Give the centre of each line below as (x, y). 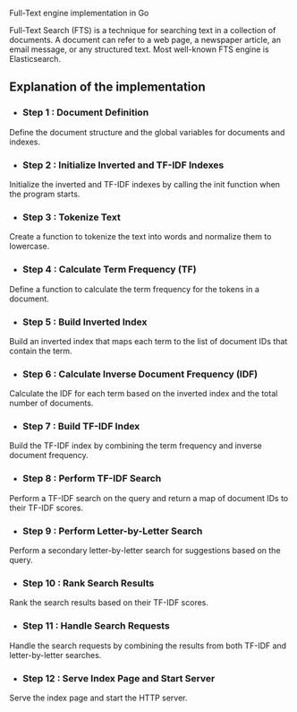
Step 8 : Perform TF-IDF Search (92, 479)
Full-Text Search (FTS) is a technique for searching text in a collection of (143, 30)
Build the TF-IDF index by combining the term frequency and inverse (136, 446)
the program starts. (45, 194)
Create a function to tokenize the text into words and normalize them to (140, 237)
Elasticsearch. (35, 59)
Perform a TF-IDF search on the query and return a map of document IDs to (149, 498)
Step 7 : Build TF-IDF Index (81, 427)
